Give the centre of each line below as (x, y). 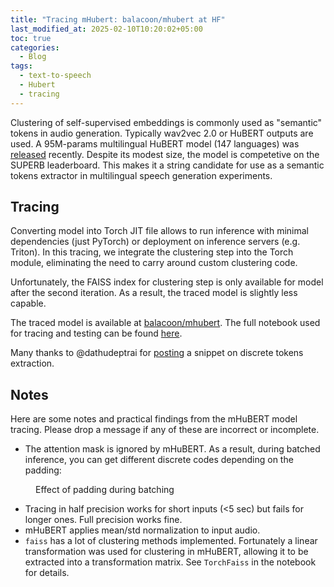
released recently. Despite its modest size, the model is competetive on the (165, 154)
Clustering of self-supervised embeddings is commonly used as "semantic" (166, 122)
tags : (21, 66)
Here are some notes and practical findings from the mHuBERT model (154, 419)
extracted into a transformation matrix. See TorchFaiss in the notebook (170, 562)
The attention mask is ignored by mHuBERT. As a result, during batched (172, 449)
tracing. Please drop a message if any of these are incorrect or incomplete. (165, 430)
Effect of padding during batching (105, 490)
